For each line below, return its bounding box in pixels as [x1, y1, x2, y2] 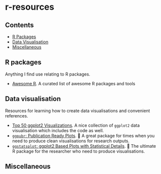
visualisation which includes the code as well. [12, 127, 104, 133]
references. [5, 113, 28, 118]
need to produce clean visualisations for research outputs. [12, 138, 130, 144]
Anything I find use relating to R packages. [5, 71, 90, 77]
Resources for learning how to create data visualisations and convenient [5, 108, 150, 114]
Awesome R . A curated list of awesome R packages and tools [12, 80, 136, 86]
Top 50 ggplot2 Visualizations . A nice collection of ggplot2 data [12, 122, 140, 128]
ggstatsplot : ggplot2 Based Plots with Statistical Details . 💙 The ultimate [12, 143, 156, 149]
